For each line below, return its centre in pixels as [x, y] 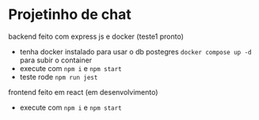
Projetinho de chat [70, 15]
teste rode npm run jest [59, 77]
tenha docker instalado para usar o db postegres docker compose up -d [135, 51]
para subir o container [56, 60]
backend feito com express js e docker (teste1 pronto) [96, 36]
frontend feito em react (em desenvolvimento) [83, 92]
